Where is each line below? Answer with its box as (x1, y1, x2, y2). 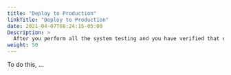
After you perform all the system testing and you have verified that (13, 35, 220, 42)
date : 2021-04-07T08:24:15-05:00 (7, 22, 103, 29)
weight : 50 (7, 42, 38, 48)
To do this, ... (7, 61, 44, 68)
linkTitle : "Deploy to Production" (7, 16, 109, 23)
